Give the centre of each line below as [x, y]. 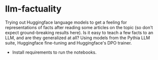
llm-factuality [33, 9]
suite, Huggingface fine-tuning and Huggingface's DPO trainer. [68, 43]
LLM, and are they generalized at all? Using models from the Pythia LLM [78, 38]
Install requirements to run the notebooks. [54, 52]
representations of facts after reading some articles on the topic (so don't [79, 27]
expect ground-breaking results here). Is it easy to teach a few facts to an [79, 32]
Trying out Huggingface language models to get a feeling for [66, 22]
